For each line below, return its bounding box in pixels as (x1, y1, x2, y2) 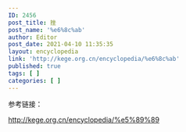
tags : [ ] (8, 70, 41, 77)
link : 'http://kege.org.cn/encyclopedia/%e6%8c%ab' (8, 55, 180, 63)
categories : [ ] (8, 77, 61, 84)
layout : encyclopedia (8, 48, 79, 55)
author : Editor (8, 33, 58, 41)
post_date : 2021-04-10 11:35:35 (8, 41, 113, 48)
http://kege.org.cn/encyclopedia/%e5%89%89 (8, 115, 160, 124)
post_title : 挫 (8, 19, 56, 27)
